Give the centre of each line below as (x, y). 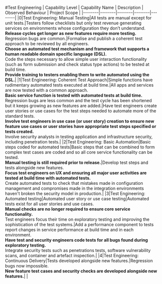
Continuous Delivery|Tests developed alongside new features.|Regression (79, 261)
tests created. (19, 132)
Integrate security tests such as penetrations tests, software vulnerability (78, 250)
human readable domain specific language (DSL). (56, 54)
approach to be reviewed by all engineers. (47, 44)
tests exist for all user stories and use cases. (49, 204)
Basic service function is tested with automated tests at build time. (74, 95)
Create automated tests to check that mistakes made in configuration (74, 183)
